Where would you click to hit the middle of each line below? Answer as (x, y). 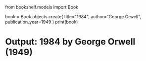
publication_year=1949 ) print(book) (42, 22)
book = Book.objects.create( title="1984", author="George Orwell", (73, 16)
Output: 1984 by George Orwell (70, 42)
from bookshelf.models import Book (42, 7)
